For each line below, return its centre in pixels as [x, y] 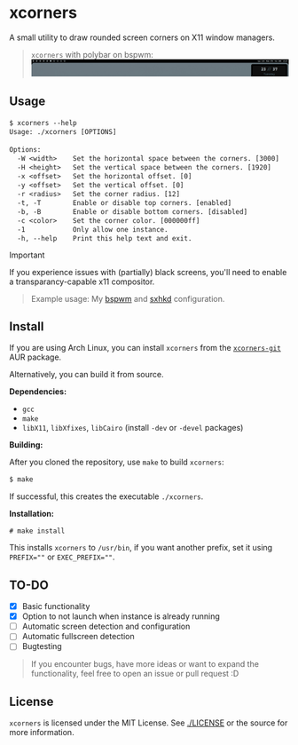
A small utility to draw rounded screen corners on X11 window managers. [142, 37]
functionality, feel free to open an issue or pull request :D [135, 674]
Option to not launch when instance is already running [121, 616]
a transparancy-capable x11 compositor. [82, 281]
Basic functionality [56, 606]
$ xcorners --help [43, 123]
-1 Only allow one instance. [93, 229]
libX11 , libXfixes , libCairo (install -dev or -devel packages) [133, 428]
